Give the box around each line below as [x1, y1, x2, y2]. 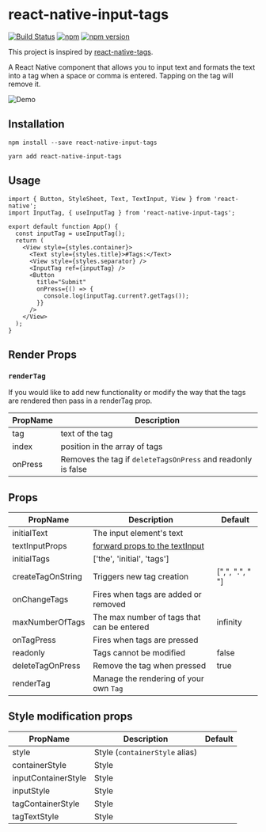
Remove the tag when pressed [92, 660, 207, 671]
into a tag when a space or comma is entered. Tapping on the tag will [8, 70, 234, 80]
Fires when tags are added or [92, 589, 202, 600]
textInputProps [12, 541, 67, 552]
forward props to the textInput [92, 541, 204, 552]
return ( [15, 236, 44, 245]
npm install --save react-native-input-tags [8, 139, 158, 146]
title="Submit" [36, 278, 87, 286]
